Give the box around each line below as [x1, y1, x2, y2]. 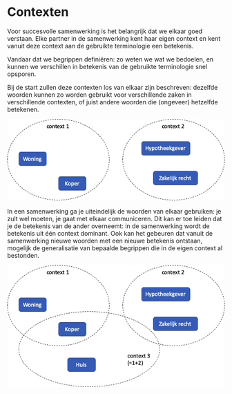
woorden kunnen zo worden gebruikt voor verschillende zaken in [7, 91, 192, 99]
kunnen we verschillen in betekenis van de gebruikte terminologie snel [7, 62, 208, 71]
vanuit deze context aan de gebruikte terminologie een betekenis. [7, 41, 194, 50]
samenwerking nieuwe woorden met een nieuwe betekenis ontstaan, [7, 236, 202, 245]
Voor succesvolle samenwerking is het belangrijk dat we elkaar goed [7, 27, 203, 35]
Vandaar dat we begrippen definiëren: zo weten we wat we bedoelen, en [7, 55, 214, 63]
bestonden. [7, 251, 40, 259]
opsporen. [7, 70, 37, 78]
